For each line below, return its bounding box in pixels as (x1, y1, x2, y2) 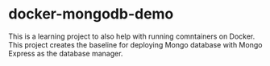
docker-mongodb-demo (8, 5, 174, 23)
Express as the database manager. (8, 48, 123, 58)
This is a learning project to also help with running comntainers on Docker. (8, 31, 255, 41)
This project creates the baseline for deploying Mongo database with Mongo (8, 39, 263, 49)
